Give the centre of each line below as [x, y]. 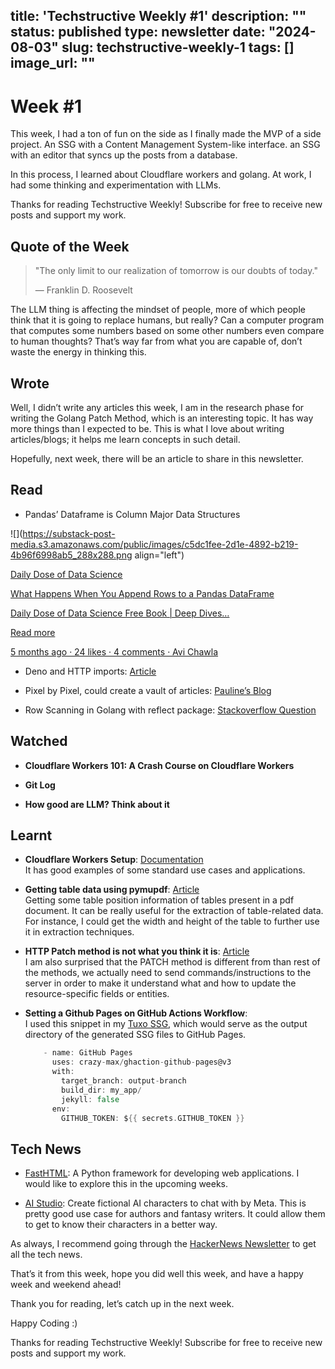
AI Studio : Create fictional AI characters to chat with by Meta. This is [165, 1203]
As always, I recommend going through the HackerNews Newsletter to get [163, 1244]
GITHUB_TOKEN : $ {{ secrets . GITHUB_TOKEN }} [153, 1118]
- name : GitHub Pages [88, 1053]
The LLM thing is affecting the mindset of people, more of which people [158, 310]
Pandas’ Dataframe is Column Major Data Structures [132, 514]
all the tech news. [46, 1255]
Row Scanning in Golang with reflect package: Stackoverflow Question [170, 710]
